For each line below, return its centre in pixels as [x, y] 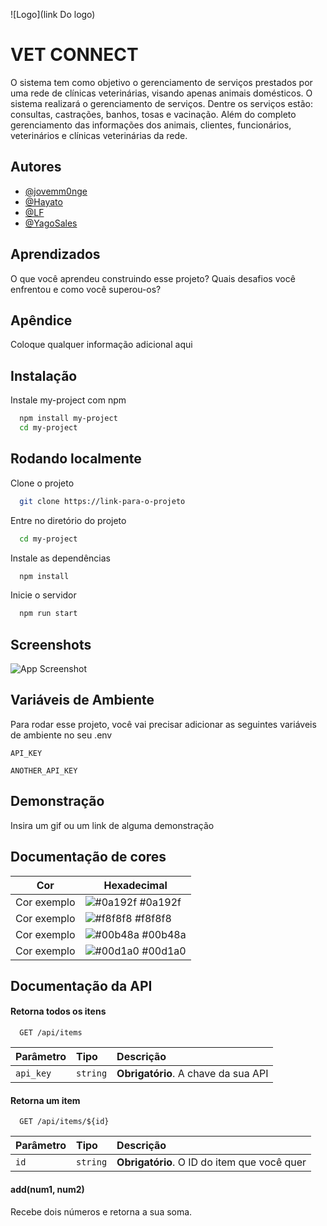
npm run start [48, 614]
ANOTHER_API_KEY [44, 770]
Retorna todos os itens [58, 1011]
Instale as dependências [60, 558]
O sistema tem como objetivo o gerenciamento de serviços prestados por [161, 82]
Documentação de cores [88, 857]
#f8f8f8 [153, 918]
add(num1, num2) [47, 1189]
